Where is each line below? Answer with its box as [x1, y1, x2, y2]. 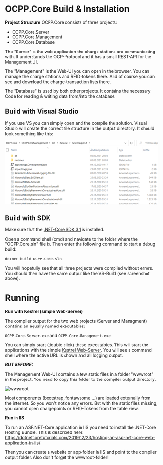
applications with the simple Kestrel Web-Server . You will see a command [5, 347, 152, 353]
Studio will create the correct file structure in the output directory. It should [5, 125, 155, 131]
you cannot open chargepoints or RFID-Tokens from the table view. [5, 406, 139, 412]
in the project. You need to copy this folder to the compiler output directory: [5, 377, 156, 382]
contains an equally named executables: [5, 323, 86, 329]
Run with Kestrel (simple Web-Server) [5, 309, 83, 314]
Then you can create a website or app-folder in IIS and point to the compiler [5, 449, 157, 455]
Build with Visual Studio [5, 107, 79, 116]
